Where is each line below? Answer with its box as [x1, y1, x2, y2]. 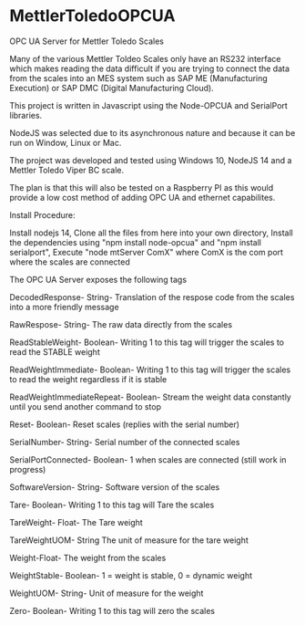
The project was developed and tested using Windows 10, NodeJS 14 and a [9, 154, 292, 165]
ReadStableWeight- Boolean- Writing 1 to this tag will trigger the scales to [9, 337, 285, 348]
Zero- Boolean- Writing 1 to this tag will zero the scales [9, 605, 216, 616]
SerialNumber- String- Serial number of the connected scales [9, 436, 240, 447]
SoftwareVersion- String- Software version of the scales [9, 481, 220, 493]
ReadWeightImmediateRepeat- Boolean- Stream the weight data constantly [9, 391, 291, 402]
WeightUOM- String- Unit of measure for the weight [9, 588, 204, 599]
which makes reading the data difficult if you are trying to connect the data [9, 63, 290, 74]
